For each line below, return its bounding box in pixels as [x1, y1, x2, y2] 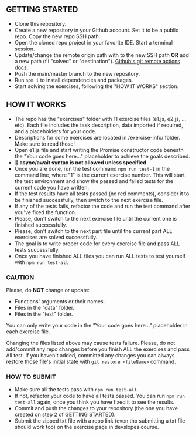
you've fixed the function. [14, 208, 77, 216]
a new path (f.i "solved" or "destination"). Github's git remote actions [14, 58, 180, 65]
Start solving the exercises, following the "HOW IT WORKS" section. [14, 82, 179, 90]
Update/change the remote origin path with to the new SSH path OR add [14, 51, 189, 58]
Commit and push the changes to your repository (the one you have [14, 405, 178, 412]
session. [14, 45, 35, 52]
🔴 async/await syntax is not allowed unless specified [14, 158, 147, 166]
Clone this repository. [14, 20, 67, 27]
